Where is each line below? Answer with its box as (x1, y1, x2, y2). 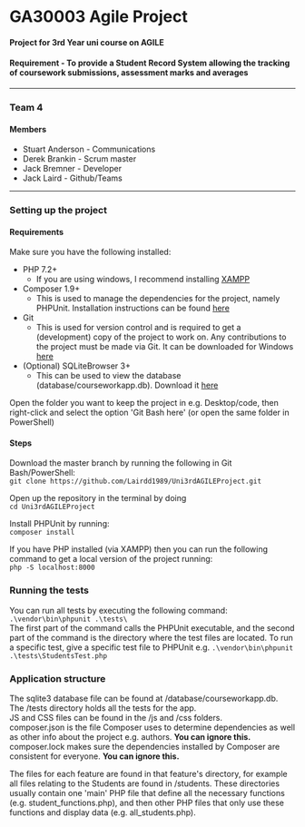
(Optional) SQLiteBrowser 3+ (22, 360, 132, 371)
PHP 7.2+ (22, 264, 58, 275)
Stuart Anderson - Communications (22, 143, 156, 155)
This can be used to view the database (35, 370, 182, 381)
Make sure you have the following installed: (9, 247, 172, 258)
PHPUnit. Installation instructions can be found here (35, 302, 230, 314)
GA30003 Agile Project (9, 6, 188, 27)
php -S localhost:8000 (9, 563, 95, 573)
